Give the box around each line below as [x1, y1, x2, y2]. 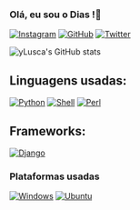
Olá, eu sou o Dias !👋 [9, 8, 102, 21]
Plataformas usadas [9, 170, 100, 183]
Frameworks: [9, 123, 86, 139]
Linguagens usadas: [9, 73, 127, 88]
